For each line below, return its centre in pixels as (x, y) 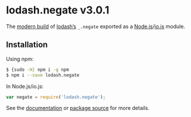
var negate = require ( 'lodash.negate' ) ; (56, 97)
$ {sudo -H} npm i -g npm (37, 70)
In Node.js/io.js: (25, 86)
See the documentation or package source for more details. (78, 108)
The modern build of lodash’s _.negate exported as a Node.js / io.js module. (96, 26)
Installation (27, 45)
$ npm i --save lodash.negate (43, 75)
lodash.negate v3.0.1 (58, 10)
